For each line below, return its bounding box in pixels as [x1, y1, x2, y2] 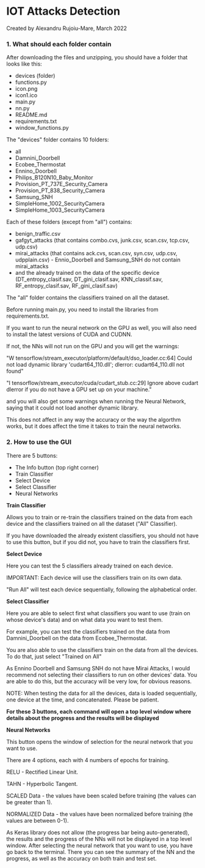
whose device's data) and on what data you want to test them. [6, 616, 163, 623]
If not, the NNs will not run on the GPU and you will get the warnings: [6, 343, 179, 350]
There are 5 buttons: [6, 452, 58, 459]
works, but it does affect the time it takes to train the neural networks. [6, 422, 182, 430]
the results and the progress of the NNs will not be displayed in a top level [6, 835, 192, 842]
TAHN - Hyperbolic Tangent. [6, 780, 78, 787]
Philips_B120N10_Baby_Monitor [15, 174, 93, 181]
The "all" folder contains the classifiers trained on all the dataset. [6, 294, 170, 301]
